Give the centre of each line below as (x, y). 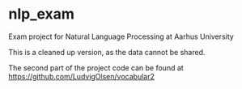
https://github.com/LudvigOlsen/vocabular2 (82, 76)
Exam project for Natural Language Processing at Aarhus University (121, 36)
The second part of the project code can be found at (96, 68)
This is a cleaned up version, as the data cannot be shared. (107, 52)
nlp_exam (42, 14)
